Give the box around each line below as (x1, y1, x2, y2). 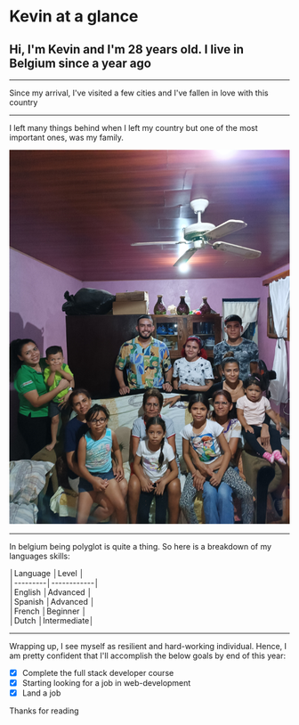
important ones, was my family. (9, 132, 125, 143)
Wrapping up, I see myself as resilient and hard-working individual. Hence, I (9, 641, 287, 651)
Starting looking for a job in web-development (21, 678, 191, 688)
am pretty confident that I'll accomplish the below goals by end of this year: (9, 650, 287, 661)
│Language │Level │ (9, 568, 85, 578)
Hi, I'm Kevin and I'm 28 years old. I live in (9, 42, 245, 57)
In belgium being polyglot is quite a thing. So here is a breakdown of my (9, 542, 272, 551)
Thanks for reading (9, 705, 79, 716)
